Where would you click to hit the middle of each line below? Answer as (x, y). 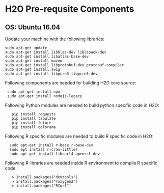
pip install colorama (34, 127)
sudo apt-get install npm (34, 92)
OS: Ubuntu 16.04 (33, 27)
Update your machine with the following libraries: (55, 39)
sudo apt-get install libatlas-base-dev (47, 56)
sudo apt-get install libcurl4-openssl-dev (55, 154)
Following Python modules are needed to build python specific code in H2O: (82, 105)
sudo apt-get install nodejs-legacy (45, 96)
